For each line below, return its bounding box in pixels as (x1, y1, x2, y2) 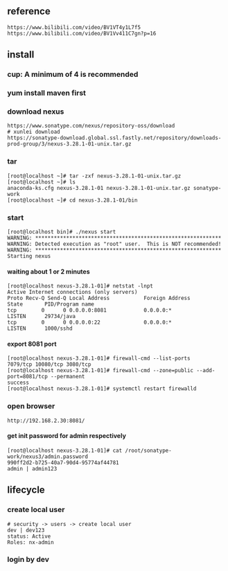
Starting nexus (7, 252, 51, 259)
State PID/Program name (7, 301, 95, 308)
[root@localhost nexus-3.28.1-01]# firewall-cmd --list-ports (7, 355, 191, 362)
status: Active (7, 533, 51, 540)
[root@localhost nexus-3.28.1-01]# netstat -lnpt (7, 283, 154, 290)
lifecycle (7, 484, 45, 496)
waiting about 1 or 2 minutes (7, 267, 90, 276)
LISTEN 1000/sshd (7, 325, 73, 332)
